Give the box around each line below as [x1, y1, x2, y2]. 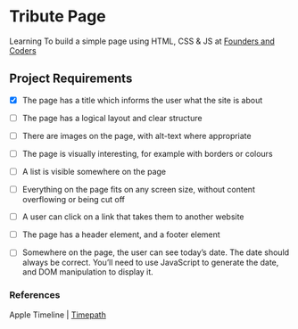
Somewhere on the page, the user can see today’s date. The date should [21, 247, 290, 258]
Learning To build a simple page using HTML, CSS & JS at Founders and [9, 36, 275, 46]
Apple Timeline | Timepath [9, 309, 107, 320]
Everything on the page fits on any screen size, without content [21, 185, 256, 195]
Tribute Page [9, 6, 107, 27]
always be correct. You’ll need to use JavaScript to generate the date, [21, 257, 279, 268]
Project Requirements [9, 71, 133, 86]
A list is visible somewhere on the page [21, 167, 167, 177]
